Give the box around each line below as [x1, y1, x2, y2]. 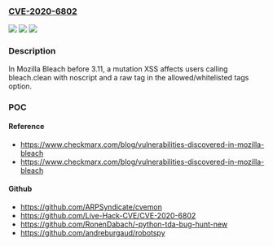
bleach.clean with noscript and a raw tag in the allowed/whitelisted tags [8, 72, 249, 82]
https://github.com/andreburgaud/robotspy [20, 227, 165, 237]
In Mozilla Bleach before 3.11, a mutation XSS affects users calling [8, 63, 228, 74]
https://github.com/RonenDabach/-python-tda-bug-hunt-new [20, 219, 228, 229]
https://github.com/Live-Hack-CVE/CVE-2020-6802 [20, 210, 196, 220]
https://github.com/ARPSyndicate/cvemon [20, 201, 163, 212]
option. [8, 81, 33, 91]
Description [8, 45, 56, 57]
